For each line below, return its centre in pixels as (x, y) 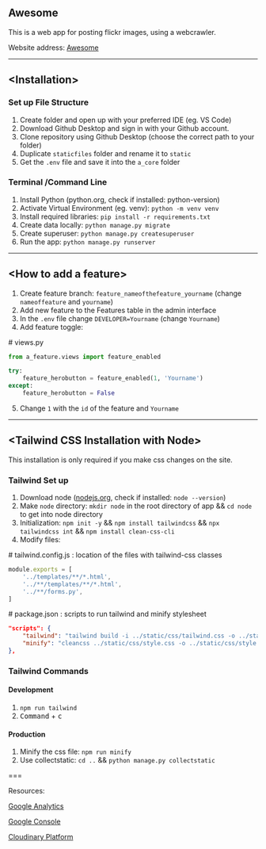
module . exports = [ (40, 570)
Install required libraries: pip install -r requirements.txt (115, 216)
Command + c (41, 716)
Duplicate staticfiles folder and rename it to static (105, 153)
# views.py (26, 342)
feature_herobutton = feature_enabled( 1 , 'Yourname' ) (113, 379)
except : (21, 386)
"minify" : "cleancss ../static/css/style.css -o (104, 644)
